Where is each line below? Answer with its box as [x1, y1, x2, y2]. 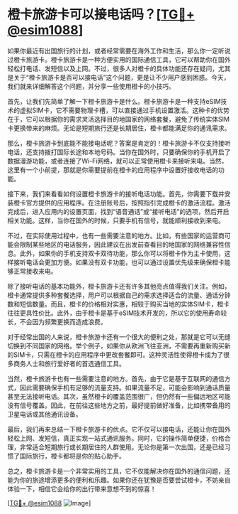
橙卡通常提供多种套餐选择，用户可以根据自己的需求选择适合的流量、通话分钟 [7, 291, 231, 299]
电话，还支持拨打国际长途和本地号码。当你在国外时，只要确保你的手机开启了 [7, 147, 231, 156]
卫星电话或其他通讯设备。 [7, 409, 82, 418]
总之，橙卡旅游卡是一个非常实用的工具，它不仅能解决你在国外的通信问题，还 [7, 466, 231, 475]
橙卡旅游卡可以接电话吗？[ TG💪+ [7, 6, 195, 23]
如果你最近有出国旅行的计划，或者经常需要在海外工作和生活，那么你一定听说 [7, 46, 231, 55]
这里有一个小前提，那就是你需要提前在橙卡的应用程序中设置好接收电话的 [7, 165, 218, 174]
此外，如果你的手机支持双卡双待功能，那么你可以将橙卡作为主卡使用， [19, 249, 225, 257]
